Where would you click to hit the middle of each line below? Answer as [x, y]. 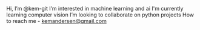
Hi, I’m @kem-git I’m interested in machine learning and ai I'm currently [95, 9]
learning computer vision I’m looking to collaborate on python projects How [100, 15]
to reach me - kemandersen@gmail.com [57, 21]
